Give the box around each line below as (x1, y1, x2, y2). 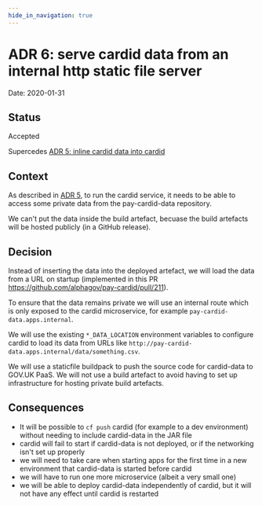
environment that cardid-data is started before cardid (19, 464, 192, 473)
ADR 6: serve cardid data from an (8, 45, 229, 63)
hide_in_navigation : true (8, 11, 93, 20)
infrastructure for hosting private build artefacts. (8, 379, 165, 387)
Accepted (8, 131, 40, 141)
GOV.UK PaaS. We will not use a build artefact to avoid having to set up (8, 370, 238, 379)
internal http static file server (8, 62, 202, 79)
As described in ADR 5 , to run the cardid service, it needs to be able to (8, 190, 236, 200)
